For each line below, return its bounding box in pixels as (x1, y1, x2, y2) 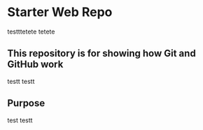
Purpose (7, 97, 45, 109)
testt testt (7, 77, 35, 85)
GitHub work (7, 59, 64, 71)
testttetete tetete (7, 27, 55, 36)
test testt (7, 116, 33, 124)
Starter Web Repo (7, 4, 113, 20)
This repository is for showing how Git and (7, 48, 196, 59)
